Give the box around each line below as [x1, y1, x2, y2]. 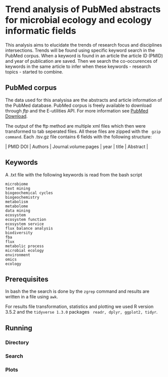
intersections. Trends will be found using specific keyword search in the [5, 47, 155, 53]
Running [5, 323, 33, 332]
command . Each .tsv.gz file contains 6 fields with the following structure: [5, 133, 152, 140]
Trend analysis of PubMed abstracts [5, 4, 161, 15]
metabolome [5, 204, 28, 209]
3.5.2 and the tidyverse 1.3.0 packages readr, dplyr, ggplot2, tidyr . [5, 309, 158, 315]
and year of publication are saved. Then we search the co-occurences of [5, 58, 158, 64]
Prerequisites [5, 275, 49, 283]
